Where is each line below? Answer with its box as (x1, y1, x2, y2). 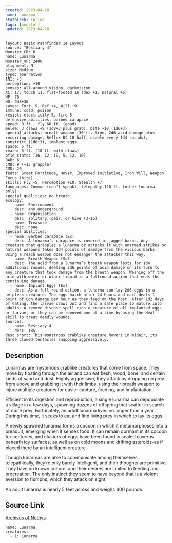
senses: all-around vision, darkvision (5, 86, 91, 91)
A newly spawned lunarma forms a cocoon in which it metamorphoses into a (5, 422, 167, 429)
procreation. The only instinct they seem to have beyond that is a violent (5, 471, 158, 477)
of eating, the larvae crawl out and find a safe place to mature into (5, 301, 162, 306)
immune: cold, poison (5, 108, 52, 113)
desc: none (14, 225, 38, 230)
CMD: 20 (5, 166, 22, 172)
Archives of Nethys (5, 514, 46, 521)
